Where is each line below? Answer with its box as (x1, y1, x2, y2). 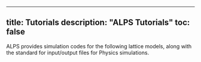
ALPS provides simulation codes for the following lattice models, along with (6, 42, 192, 49)
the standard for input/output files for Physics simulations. (6, 49, 150, 56)
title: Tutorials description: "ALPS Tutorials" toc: (6, 17, 190, 27)
